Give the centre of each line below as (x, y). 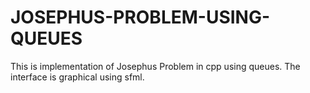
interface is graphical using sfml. (77, 77)
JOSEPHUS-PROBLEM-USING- (140, 17)
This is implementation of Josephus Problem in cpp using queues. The (155, 66)
